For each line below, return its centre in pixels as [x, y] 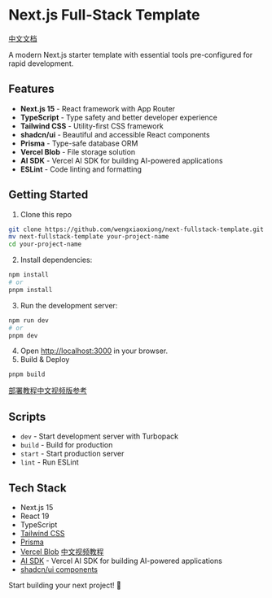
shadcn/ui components [59, 570]
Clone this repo [46, 214]
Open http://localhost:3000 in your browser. [94, 351]
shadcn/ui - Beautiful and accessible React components [115, 134]
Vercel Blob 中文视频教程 [62, 552]
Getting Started [48, 195]
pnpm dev [23, 335]
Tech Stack [37, 488]
